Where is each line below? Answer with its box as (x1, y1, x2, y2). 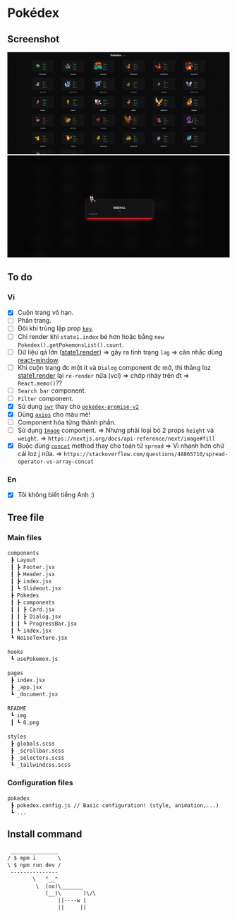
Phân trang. (17, 316, 51, 325)
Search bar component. (17, 386, 87, 395)
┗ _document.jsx (10, 691, 59, 698)
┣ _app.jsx (10, 684, 42, 691)
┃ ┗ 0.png (10, 719, 39, 727)
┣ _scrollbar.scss (10, 747, 65, 755)
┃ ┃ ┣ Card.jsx (10, 606, 55, 614)
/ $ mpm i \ (7, 854, 61, 862)
